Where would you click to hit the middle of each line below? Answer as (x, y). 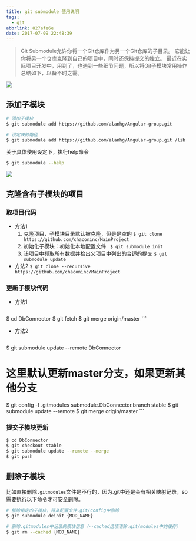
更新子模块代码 (27, 288)
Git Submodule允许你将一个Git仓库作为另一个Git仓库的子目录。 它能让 (105, 51)
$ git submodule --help (35, 163)
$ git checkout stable (34, 446)
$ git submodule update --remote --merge (58, 451)
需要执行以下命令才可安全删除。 (45, 499)
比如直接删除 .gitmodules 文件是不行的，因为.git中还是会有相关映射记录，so (97, 491)
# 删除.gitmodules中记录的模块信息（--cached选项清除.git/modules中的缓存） (94, 527)
